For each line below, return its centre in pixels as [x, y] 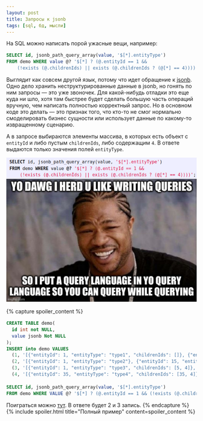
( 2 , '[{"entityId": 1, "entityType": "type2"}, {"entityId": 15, [96, 362]
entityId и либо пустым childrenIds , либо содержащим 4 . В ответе [93, 143]
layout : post [23, 13]
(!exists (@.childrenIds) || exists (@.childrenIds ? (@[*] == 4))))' [108, 68]
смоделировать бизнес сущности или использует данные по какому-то [99, 118]
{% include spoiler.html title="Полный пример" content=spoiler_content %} [101, 411]
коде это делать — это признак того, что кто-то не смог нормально [94, 112]
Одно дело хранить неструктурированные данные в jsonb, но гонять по [99, 86]
